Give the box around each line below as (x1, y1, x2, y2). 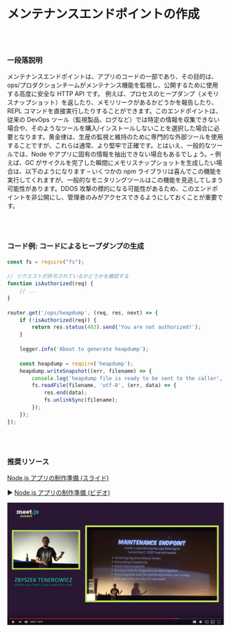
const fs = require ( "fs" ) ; (7, 258, 85, 266)
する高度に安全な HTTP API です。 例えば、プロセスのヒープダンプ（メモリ (7, 90, 219, 98)
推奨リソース (7, 457, 49, 466)
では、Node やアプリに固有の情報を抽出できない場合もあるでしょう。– (12, 150, 214, 159)
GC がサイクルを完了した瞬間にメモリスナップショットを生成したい (25, 159, 217, 167)
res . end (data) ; (43, 389, 88, 397)
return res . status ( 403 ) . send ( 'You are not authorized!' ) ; (32, 324, 201, 331)
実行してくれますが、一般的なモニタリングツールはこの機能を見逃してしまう (7, 176, 223, 184)
